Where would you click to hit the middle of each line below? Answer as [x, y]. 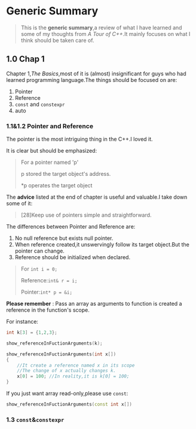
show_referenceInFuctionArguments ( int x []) [61, 354]
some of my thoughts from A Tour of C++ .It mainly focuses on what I [105, 34]
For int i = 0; [39, 269]
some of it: [19, 203]
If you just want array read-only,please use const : [67, 394]
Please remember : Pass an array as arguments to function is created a [94, 304]
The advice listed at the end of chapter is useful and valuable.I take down [97, 197]
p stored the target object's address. [66, 174]
